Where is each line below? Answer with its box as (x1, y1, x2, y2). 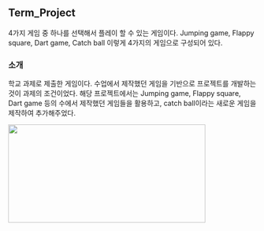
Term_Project (8, 6, 76, 20)
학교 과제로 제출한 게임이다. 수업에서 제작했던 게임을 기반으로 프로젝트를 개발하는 (8, 79, 257, 89)
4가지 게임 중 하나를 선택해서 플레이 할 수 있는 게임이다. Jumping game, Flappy (8, 27, 255, 38)
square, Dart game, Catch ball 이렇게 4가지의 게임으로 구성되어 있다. (8, 38, 223, 47)
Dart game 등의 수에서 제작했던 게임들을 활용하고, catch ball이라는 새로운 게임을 (8, 98, 257, 108)
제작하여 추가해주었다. (8, 108, 76, 118)
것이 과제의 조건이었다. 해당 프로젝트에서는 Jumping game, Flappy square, (8, 89, 242, 98)
